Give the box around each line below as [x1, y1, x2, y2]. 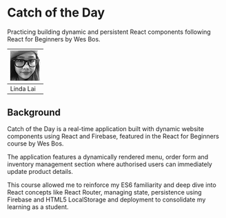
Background [7, 106, 61, 118]
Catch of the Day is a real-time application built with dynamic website [7, 125, 205, 132]
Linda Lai [10, 84, 36, 92]
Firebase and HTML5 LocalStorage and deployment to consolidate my [7, 195, 206, 204]
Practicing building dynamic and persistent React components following [7, 28, 212, 36]
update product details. [7, 168, 74, 175]
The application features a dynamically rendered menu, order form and [7, 153, 209, 161]
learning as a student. [7, 203, 69, 211]
